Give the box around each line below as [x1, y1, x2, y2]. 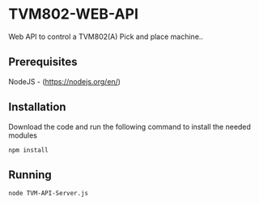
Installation [8, 100, 66, 114]
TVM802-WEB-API [8, 5, 139, 23]
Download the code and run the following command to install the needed [8, 122, 251, 131]
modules [8, 130, 38, 140]
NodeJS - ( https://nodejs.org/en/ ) [8, 76, 121, 86]
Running [8, 168, 53, 182]
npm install [8, 146, 49, 154]
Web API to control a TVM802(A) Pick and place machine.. [8, 32, 204, 41]
